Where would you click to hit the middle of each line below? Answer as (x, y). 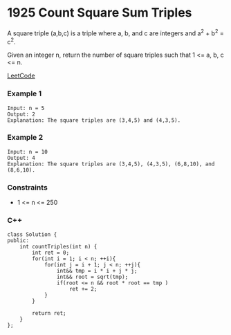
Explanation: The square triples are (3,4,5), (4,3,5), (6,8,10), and (111, 164)
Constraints (28, 187)
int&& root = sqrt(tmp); (92, 277)
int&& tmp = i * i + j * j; (97, 271)
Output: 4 (21, 158)
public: (18, 241)
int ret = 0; (51, 253)
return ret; (49, 314)
